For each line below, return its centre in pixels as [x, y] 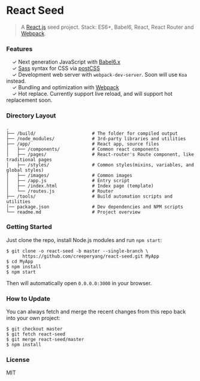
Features [19, 49]
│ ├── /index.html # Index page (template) [80, 186]
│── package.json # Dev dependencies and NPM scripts [95, 207]
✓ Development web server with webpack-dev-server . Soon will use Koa [99, 75]
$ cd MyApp [20, 261]
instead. [16, 81]
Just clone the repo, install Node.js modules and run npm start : [84, 240]
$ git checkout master [34, 329]
